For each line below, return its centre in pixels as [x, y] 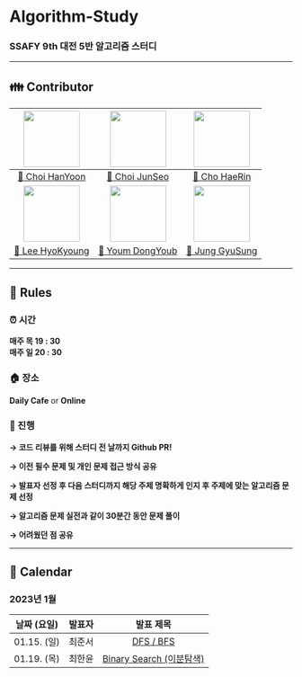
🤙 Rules [31, 293]
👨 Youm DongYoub [138, 251]
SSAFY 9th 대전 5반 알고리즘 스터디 [83, 47]
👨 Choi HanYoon [52, 177]
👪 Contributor [52, 87]
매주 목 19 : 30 [35, 341]
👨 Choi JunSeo [138, 177]
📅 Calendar [41, 571]
